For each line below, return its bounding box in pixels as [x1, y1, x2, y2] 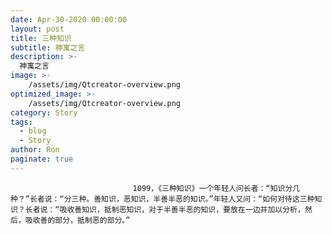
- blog [19, 126, 47, 136]
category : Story [10, 107, 78, 118]
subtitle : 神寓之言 [10, 42, 86, 53]
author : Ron [10, 145, 60, 155]
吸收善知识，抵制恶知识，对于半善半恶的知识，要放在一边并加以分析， [59, 204, 305, 215]
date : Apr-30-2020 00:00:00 [10, 14, 128, 25]
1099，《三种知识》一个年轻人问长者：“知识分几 [132, 183, 301, 193]
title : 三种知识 [10, 33, 72, 43]
